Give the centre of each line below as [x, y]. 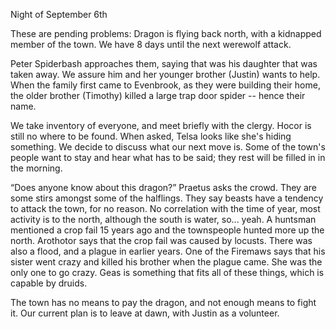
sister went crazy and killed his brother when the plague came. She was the [166, 262]
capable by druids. [49, 283]
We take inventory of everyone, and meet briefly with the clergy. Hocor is [161, 125]
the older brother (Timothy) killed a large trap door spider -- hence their [158, 95]
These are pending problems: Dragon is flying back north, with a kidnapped [166, 33]
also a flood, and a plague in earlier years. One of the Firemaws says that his [168, 251]
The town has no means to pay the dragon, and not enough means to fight [163, 302]
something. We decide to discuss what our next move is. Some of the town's [168, 147]
